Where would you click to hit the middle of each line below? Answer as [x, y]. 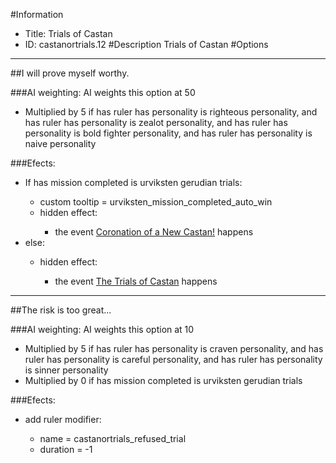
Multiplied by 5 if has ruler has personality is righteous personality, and [171, 112]
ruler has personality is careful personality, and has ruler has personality [173, 359]
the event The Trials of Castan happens [136, 281]
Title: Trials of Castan [68, 33]
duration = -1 [66, 449]
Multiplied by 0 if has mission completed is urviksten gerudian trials [163, 380]
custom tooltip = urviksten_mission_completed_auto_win [156, 202]
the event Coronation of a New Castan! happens [154, 232]
